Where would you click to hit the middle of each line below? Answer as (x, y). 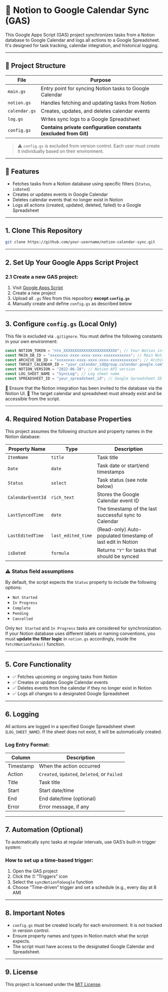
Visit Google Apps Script (38, 287)
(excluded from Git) (64, 133)
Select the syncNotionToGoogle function (53, 882)
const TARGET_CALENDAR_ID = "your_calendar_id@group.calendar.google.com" (85, 365)
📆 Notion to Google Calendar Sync (77, 10)
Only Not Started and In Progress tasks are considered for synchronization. (84, 628)
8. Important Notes (35, 913)
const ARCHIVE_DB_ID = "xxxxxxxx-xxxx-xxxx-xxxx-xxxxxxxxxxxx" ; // (77, 360)
